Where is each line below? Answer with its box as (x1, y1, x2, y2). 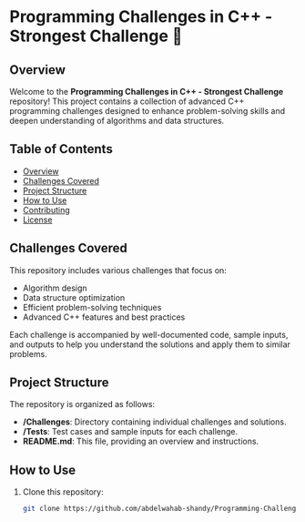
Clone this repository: (22, 486, 104, 497)
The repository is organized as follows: (9, 399, 156, 410)
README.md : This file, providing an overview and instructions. (22, 435, 259, 447)
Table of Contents (9, 141, 114, 157)
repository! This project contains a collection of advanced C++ (9, 96, 245, 107)
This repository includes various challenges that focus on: (9, 264, 228, 275)
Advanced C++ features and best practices (22, 312, 186, 322)
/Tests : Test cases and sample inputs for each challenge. (22, 426, 239, 437)
